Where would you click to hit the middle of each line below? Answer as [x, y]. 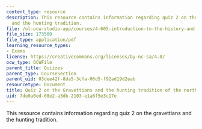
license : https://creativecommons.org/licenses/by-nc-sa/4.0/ [86, 57]
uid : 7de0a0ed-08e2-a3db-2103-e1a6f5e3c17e [62, 96]
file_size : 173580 [29, 34]
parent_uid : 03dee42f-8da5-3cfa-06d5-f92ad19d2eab [71, 79]
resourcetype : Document [36, 85]
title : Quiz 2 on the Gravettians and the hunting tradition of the [94, 90]
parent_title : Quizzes [35, 68]
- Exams [16, 51]
